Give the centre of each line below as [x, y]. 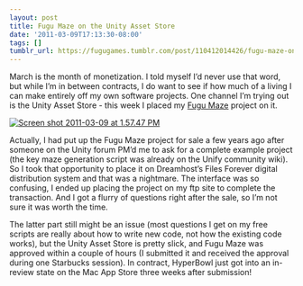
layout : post [34, 18]
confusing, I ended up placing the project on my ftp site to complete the [142, 188]
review [22, 273]
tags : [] [26, 43]
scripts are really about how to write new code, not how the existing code [146, 234]
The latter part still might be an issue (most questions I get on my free [139, 225]
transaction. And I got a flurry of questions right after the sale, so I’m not [143, 198]
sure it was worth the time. [59, 207]
